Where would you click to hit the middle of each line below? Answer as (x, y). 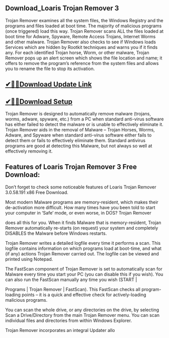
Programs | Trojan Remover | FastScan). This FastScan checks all (73, 289)
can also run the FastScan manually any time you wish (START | (71, 280)
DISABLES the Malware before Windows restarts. (56, 233)
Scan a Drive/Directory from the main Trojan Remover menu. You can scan (82, 315)
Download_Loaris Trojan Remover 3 (62, 8)
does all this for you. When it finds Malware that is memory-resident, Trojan (83, 222)
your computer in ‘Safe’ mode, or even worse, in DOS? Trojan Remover (78, 213)
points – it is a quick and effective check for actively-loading (84, 295)
